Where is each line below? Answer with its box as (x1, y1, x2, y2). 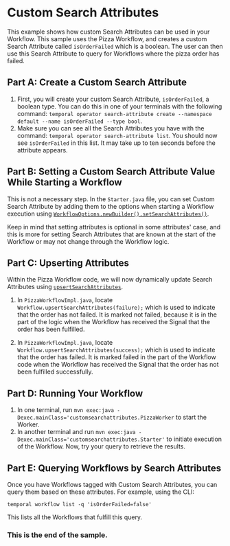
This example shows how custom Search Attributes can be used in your (7, 27, 210, 36)
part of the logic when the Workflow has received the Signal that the (16, 318, 211, 326)
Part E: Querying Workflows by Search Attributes (7, 462, 222, 474)
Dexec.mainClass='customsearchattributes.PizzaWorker (16, 414, 174, 422)
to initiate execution (166, 435, 222, 444)
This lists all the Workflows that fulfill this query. (7, 513, 143, 521)
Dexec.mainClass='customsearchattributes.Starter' (16, 436, 165, 444)
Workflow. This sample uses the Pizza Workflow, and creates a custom (7, 34, 207, 43)
